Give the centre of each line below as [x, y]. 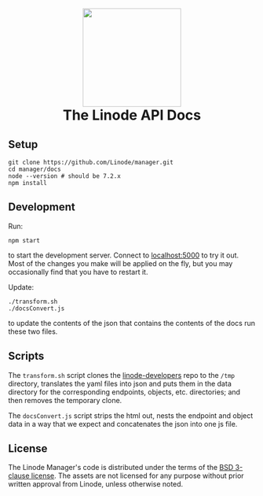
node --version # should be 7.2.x [65, 176]
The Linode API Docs [132, 115]
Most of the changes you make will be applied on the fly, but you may [121, 263]
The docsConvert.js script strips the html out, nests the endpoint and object [131, 415]
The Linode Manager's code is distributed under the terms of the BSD [121, 468]
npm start [24, 240]
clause [19, 476]
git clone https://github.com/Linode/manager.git [91, 162]
